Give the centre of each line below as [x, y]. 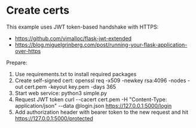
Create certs [38, 10]
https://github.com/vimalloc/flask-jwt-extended [73, 38]
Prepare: [17, 63]
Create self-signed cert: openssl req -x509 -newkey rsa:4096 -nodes [100, 80]
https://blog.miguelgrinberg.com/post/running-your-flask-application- [101, 45]
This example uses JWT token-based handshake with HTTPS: [82, 27]
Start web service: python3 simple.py [61, 93]
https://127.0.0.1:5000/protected [54, 118]
